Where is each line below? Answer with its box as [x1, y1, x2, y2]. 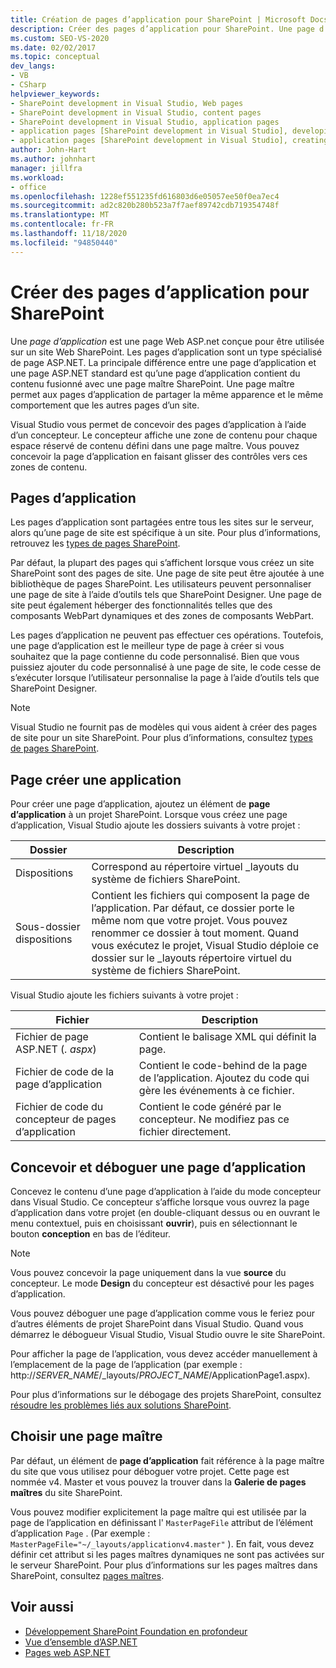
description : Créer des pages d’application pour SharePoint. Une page [10, 24, 315, 34]
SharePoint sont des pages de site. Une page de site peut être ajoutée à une [10, 567, 325, 580]
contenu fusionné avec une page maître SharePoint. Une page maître [10, 377, 295, 390]
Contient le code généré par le [138, 1100, 282, 1114]
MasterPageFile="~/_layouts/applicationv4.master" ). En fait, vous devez [10, 1537, 315, 1550]
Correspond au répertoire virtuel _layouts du [91, 860, 300, 874]
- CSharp [10, 80, 47, 90]
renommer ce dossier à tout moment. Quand [91, 926, 299, 940]
